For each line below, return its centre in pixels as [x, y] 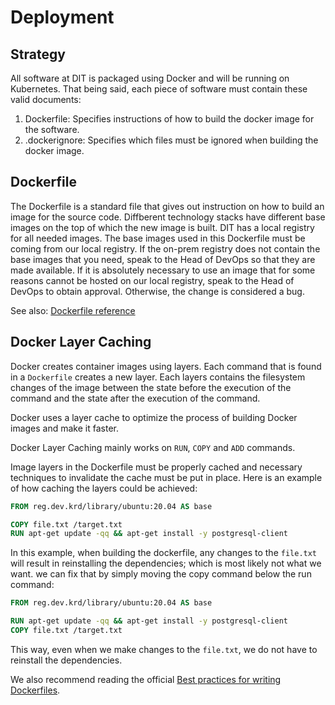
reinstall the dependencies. [66, 660]
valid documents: [46, 99]
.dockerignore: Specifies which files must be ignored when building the [171, 140]
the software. [52, 129]
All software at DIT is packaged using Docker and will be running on [150, 78]
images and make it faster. [64, 428]
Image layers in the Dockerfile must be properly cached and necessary [156, 467]
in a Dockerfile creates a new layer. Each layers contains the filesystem [158, 377]
